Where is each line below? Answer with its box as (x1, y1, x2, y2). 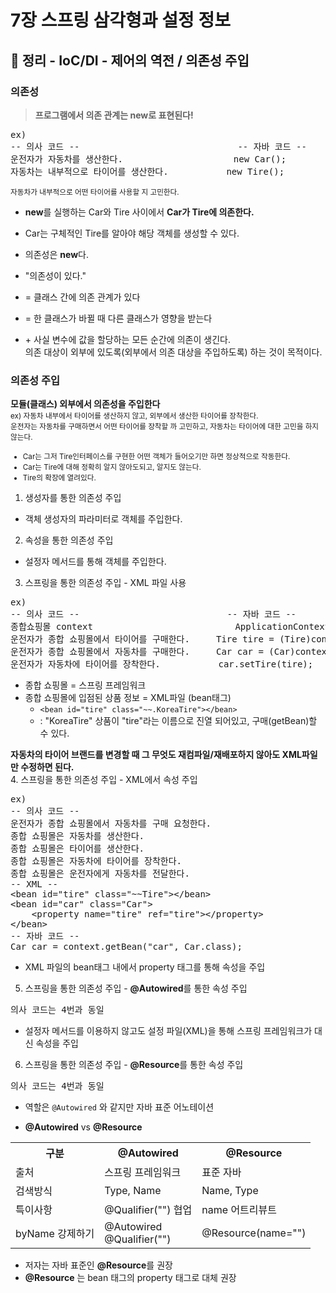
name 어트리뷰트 (201, 1203, 277, 1217)
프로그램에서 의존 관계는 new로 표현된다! (34, 109, 194, 121)
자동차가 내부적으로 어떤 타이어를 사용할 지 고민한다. (10, 187, 180, 197)
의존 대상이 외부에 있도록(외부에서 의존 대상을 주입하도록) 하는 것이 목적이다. (24, 346, 323, 358)
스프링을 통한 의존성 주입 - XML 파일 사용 (24, 577, 187, 589)
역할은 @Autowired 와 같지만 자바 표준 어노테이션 (24, 1101, 215, 1113)
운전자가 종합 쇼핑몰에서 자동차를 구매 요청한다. (10, 818, 212, 830)
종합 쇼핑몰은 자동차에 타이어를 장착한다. (10, 856, 182, 867)
